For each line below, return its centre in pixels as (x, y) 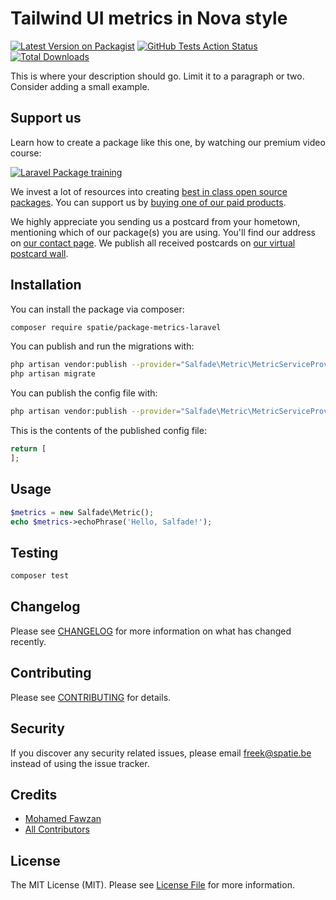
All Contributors (57, 829)
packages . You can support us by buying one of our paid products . (148, 202)
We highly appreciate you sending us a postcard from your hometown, (155, 221)
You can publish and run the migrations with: (102, 346)
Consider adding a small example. (80, 86)
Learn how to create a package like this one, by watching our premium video (168, 142)
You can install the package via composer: (97, 309)
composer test (40, 576)
